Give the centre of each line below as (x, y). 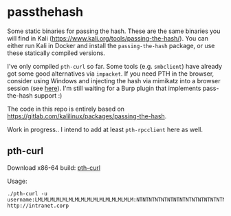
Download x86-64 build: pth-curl (54, 168)
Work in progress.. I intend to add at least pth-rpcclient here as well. (105, 129)
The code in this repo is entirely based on (66, 109)
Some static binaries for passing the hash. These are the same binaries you (114, 31)
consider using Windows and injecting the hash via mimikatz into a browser (114, 80)
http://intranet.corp (38, 206)
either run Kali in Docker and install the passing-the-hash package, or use (111, 45)
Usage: (17, 181)
